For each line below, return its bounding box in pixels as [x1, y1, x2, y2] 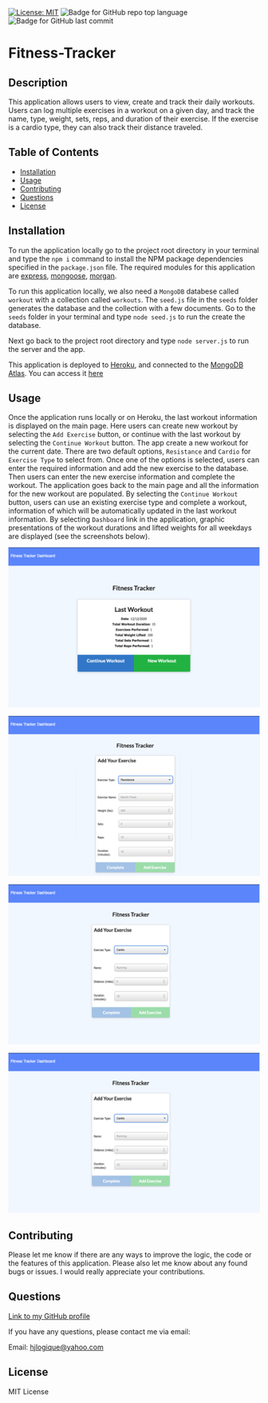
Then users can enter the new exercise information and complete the [8, 472, 235, 482]
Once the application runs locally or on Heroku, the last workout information [8, 413, 258, 422]
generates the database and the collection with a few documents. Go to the [8, 303, 256, 313]
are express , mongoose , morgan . [8, 270, 117, 280]
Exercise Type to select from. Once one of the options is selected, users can [8, 455, 260, 465]
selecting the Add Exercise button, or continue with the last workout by [8, 430, 241, 439]
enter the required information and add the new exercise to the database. [8, 464, 249, 474]
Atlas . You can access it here [8, 368, 104, 378]
